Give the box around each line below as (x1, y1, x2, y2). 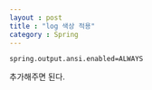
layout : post (9, 13, 63, 22)
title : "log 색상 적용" (9, 22, 96, 31)
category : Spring (9, 30, 79, 39)
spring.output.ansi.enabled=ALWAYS (9, 55, 144, 64)
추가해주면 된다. (9, 71, 66, 82)
